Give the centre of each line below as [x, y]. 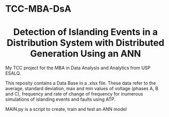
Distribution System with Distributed [86, 43]
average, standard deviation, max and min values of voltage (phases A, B [82, 89]
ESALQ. [13, 73]
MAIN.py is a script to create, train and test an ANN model [66, 109]
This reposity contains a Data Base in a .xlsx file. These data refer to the [81, 83]
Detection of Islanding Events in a [86, 32]
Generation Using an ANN [86, 54]
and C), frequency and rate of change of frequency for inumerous [74, 94]
